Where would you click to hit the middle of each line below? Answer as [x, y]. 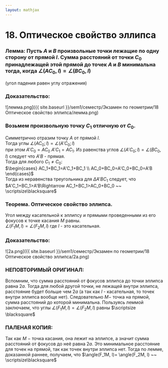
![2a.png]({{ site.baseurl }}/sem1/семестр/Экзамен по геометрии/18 [77, 251]
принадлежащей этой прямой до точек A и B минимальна [80, 65]
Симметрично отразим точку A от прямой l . [52, 138]
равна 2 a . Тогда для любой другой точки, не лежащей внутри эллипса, [82, 286]
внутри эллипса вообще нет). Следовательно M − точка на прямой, [78, 297]
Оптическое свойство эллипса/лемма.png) [52, 113]
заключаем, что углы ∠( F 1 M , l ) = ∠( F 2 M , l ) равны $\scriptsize [71, 308]
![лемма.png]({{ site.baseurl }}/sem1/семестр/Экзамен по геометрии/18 [82, 107]
